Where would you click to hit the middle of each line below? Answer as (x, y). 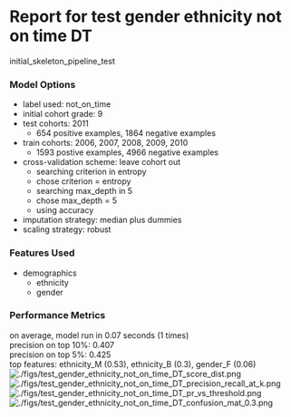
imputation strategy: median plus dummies (102, 220)
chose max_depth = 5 (77, 200)
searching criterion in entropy (91, 172)
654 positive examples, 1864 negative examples (126, 133)
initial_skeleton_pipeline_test (62, 61)
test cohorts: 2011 (55, 123)
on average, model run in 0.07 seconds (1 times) (99, 335)
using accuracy (65, 210)
